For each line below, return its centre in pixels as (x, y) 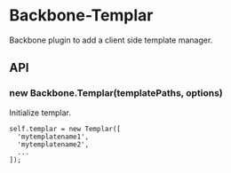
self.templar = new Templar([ (65, 129)
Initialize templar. (40, 113)
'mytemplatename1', (53, 137)
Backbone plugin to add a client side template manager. (111, 40)
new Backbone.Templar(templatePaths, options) (116, 93)
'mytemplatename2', (53, 144)
